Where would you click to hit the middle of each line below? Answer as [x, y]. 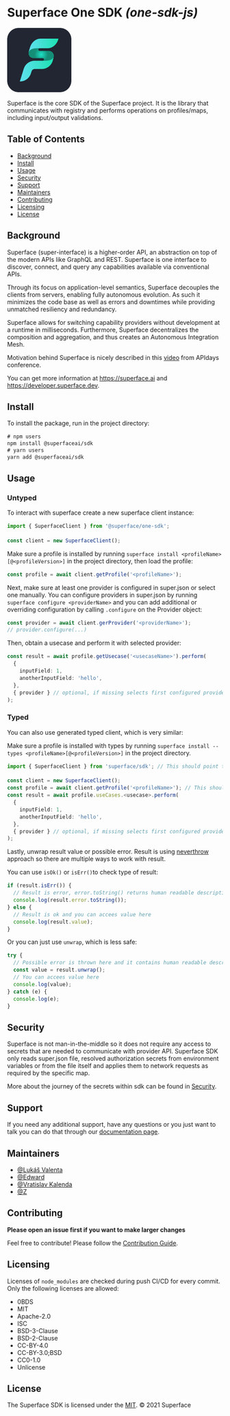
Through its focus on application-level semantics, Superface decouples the [113, 287]
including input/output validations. [55, 117]
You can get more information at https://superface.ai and [87, 378]
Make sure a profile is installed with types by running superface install [108, 746]
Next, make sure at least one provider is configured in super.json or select [111, 587]
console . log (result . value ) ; [53, 922]
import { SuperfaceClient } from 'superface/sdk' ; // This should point [113, 766]
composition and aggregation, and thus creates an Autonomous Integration [113, 337]
